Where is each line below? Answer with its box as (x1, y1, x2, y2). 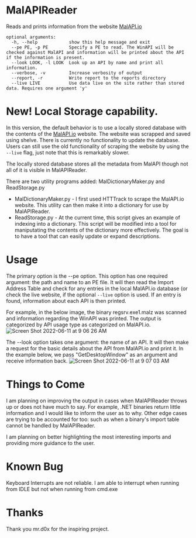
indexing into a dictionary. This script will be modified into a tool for (14, 220, 177, 227)
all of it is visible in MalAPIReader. (6, 166, 87, 173)
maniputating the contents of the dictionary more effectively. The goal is (14, 226, 189, 233)
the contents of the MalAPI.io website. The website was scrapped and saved (6, 130, 191, 137)
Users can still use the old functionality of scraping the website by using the (6, 143, 189, 150)
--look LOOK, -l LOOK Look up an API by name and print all (11, 60, 164, 65)
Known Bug (6, 460, 63, 473)
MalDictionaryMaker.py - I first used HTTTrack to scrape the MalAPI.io (14, 195, 184, 202)
